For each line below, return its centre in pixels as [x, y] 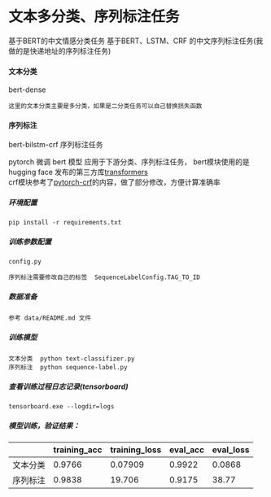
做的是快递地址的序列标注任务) [60, 50]
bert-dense [27, 89]
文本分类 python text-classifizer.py [72, 359]
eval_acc [187, 450]
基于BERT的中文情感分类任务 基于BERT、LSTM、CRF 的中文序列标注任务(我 [136, 41]
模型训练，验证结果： [44, 425]
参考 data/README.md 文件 [50, 318]
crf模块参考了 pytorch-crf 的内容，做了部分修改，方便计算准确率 [115, 182]
